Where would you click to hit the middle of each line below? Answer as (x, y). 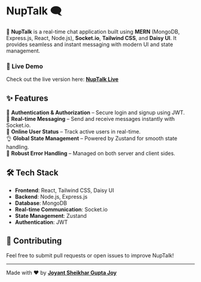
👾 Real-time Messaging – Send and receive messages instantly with (91, 119)
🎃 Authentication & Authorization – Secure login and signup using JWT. (96, 113)
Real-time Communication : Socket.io (61, 209)
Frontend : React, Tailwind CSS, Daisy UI (64, 190)
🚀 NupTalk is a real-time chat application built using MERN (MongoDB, (93, 31)
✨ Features (27, 98)
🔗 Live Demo (25, 66)
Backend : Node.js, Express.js (51, 196)
